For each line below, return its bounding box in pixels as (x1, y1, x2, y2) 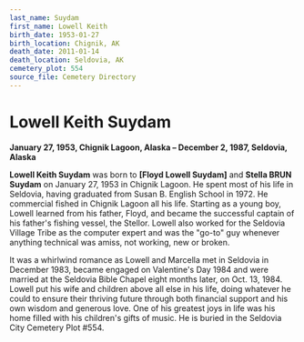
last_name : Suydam (9, 13, 79, 23)
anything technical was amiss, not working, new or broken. (9, 236, 230, 247)
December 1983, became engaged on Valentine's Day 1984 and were (9, 264, 269, 275)
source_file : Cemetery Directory (9, 73, 137, 82)
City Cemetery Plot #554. (9, 322, 105, 333)
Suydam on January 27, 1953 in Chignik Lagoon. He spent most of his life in (9, 178, 294, 189)
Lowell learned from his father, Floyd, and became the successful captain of (9, 207, 295, 218)
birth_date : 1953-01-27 (9, 30, 100, 39)
